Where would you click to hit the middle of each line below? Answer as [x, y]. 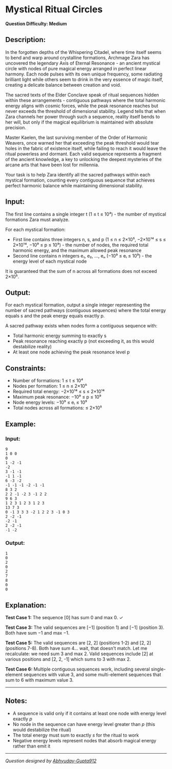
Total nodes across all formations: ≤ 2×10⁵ [57, 408]
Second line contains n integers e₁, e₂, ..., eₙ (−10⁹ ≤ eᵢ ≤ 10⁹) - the [82, 255]
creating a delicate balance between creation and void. [63, 85]
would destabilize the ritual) [42, 729]
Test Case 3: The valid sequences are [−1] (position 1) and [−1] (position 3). [85, 627]
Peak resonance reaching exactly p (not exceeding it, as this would [83, 341]
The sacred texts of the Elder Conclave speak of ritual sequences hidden [82, 95]
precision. [16, 127]
